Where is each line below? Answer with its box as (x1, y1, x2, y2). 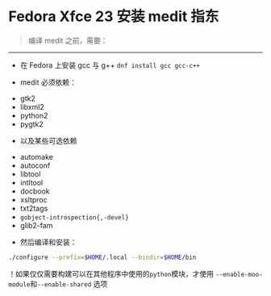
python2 (19, 110, 48, 120)
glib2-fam (19, 220, 53, 230)
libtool (19, 169, 41, 178)
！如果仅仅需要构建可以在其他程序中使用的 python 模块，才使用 (8, 269, 214, 278)
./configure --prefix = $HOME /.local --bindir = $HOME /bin (8, 253, 197, 261)
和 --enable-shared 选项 (29, 279, 108, 289)
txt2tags (19, 203, 48, 213)
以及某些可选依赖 (19, 135, 77, 145)
